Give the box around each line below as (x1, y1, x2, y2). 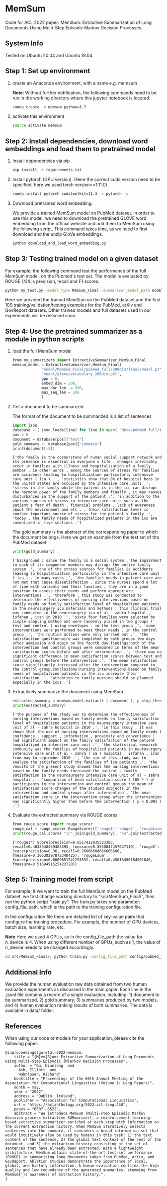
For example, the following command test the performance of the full (5, 268, 146, 274)
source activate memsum (12, 123, 62, 128)
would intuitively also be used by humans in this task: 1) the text (5, 1132, 153, 1138)
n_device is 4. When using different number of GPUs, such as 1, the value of (5, 939, 161, 945)
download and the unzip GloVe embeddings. (12, 231, 103, 237)
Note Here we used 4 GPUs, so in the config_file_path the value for (5, 934, 143, 940)
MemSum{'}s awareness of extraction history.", (5, 1172, 106, 1177)
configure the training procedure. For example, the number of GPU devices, (5, 919, 160, 925)
